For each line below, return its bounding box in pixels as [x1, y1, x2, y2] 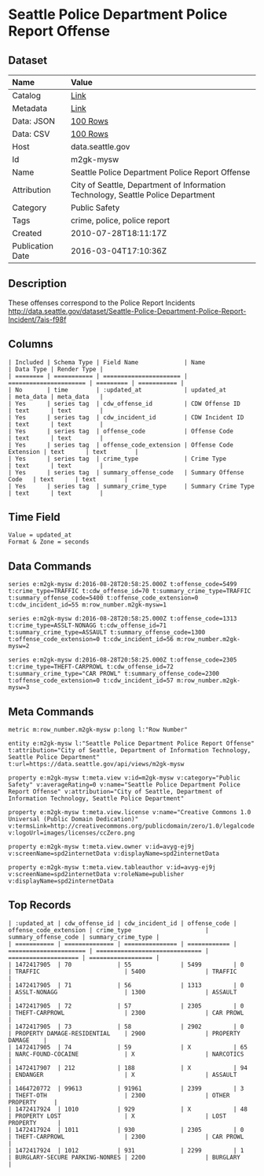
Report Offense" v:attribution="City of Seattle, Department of [8, 788, 223, 796]
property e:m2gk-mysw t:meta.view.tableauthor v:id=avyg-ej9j [8, 864, 216, 872]
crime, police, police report [70, 215, 170, 226]
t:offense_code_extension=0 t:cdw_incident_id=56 [8, 636, 174, 643]
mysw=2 [8, 643, 30, 651]
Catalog [12, 90, 42, 101]
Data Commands [8, 559, 92, 573]
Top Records [8, 898, 71, 912]
